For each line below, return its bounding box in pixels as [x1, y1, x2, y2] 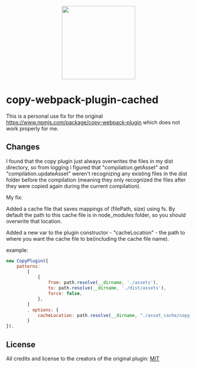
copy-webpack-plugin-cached [6, 93, 159, 107]
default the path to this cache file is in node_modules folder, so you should [6, 211, 186, 219]
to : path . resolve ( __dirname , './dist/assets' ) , [47, 285, 167, 291]
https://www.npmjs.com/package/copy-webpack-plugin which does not [6, 118, 181, 125]
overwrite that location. [6, 217, 62, 224]
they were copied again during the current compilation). [6, 182, 141, 189]
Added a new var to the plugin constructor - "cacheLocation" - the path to [6, 229, 186, 236]
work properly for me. [6, 125, 59, 132]
